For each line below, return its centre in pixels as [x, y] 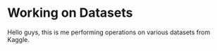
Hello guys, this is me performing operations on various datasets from [109, 32]
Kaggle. [19, 39]
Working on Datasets [70, 13]
